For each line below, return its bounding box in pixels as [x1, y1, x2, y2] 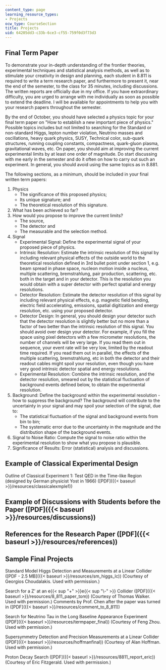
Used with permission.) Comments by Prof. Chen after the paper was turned [5, 599, 161, 605]
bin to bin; [19, 418, 41, 424]
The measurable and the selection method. [19, 228, 108, 234]
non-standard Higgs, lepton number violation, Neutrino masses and [5, 130, 143, 136]
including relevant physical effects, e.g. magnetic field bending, [19, 297, 150, 303]
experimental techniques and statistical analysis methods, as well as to [5, 67, 150, 73]
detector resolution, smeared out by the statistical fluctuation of [19, 376, 150, 382]
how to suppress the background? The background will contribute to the [12, 397, 160, 403]
